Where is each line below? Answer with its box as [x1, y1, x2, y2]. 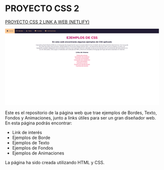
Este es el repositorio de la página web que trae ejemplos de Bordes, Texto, [5, 110, 157, 116]
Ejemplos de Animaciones [12, 150, 64, 156]
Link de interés [12, 129, 42, 135]
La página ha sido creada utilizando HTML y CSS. [5, 159, 105, 165]
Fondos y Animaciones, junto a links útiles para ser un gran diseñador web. [5, 115, 156, 120]
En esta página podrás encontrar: [5, 120, 72, 126]
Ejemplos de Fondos [12, 145, 54, 151]
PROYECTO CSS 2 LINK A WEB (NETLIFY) [5, 19, 90, 25]
